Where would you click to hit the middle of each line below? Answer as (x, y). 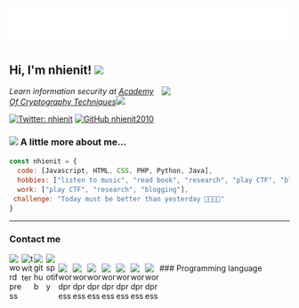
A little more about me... (73, 142)
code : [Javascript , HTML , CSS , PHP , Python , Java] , (115, 171)
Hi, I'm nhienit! (50, 70)
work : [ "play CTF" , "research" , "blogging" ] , (103, 189)
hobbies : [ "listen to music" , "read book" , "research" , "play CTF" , (147, 180)
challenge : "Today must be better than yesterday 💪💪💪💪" (119, 199)
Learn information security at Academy (81, 91)
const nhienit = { (43, 162)
